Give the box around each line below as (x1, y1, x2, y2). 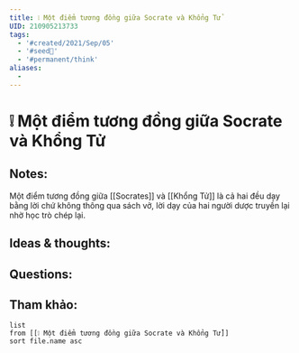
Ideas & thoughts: (9, 236, 111, 251)
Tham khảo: (9, 297, 78, 312)
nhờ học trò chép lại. (9, 209, 86, 220)
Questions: (9, 266, 73, 282)
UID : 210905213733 (9, 22, 78, 31)
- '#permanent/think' (17, 55, 99, 64)
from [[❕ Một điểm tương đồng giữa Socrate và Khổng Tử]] (9, 329, 230, 339)
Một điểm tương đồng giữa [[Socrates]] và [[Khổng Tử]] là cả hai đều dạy (9, 190, 281, 201)
